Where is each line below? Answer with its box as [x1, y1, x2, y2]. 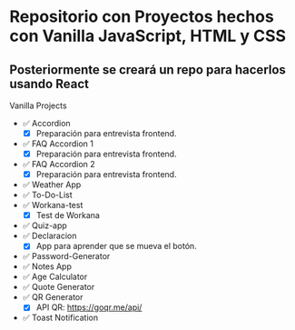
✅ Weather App [22, 179, 82, 190]
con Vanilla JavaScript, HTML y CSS [9, 25, 287, 46]
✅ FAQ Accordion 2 [22, 159, 95, 170]
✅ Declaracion [22, 230, 77, 242]
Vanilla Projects [9, 100, 67, 111]
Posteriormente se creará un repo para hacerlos [9, 62, 286, 77]
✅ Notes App [22, 261, 73, 272]
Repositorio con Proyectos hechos [9, 6, 274, 27]
